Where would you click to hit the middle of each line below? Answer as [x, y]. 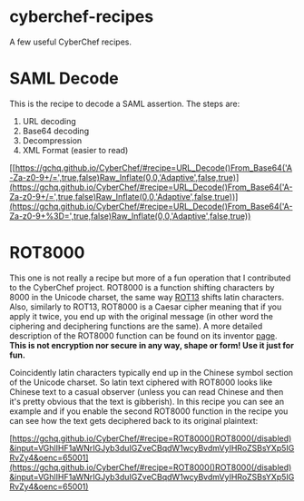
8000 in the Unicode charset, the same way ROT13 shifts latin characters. [147, 297]
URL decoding [49, 121]
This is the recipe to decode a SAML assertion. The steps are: [125, 103]
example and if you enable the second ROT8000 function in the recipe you [149, 411]
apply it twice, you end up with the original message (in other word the [142, 316]
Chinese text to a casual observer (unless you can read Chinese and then [147, 391]
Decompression [52, 140]
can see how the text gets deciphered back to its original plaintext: [134, 420]
